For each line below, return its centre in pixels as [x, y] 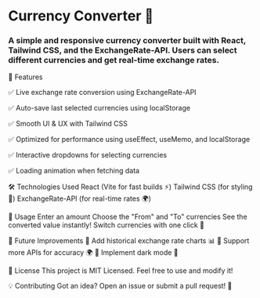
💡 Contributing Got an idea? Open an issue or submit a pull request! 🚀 [120, 286]
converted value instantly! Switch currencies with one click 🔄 [107, 225]
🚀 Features [25, 77]
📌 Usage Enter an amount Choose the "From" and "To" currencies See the [128, 217]
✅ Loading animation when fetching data [74, 171]
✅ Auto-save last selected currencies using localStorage [99, 108]
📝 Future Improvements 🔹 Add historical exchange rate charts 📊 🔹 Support [129, 241]
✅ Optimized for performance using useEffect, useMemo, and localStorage [129, 140]
